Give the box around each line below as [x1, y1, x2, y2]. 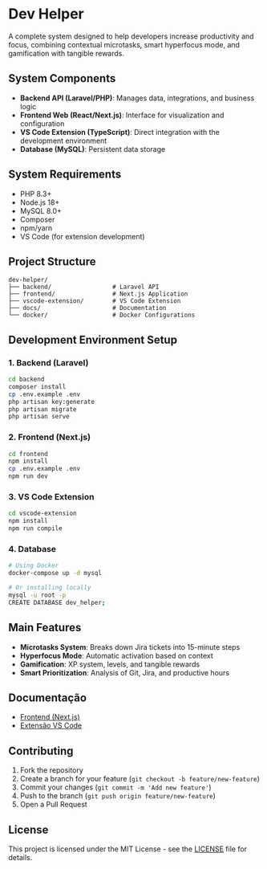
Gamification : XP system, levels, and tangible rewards [19, 659, 200, 669]
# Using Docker [8, 561, 59, 570]
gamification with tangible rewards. [8, 48, 125, 58]
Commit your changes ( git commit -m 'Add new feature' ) [19, 782, 212, 792]
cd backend [8, 375, 45, 384]
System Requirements [8, 168, 122, 182]
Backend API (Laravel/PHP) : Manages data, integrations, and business [19, 93, 255, 103]
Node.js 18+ [19, 198, 60, 207]
